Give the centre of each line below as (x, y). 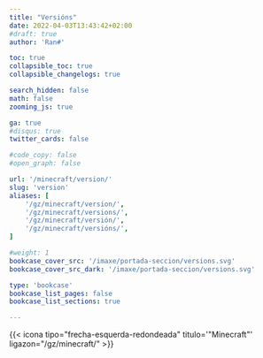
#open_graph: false (45, 164)
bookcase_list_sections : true (65, 301)
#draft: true (33, 34)
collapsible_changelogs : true (65, 75)
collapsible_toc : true (51, 66)
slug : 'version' (39, 187)
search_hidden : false (49, 90)
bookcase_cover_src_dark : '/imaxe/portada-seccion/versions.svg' (132, 269)
